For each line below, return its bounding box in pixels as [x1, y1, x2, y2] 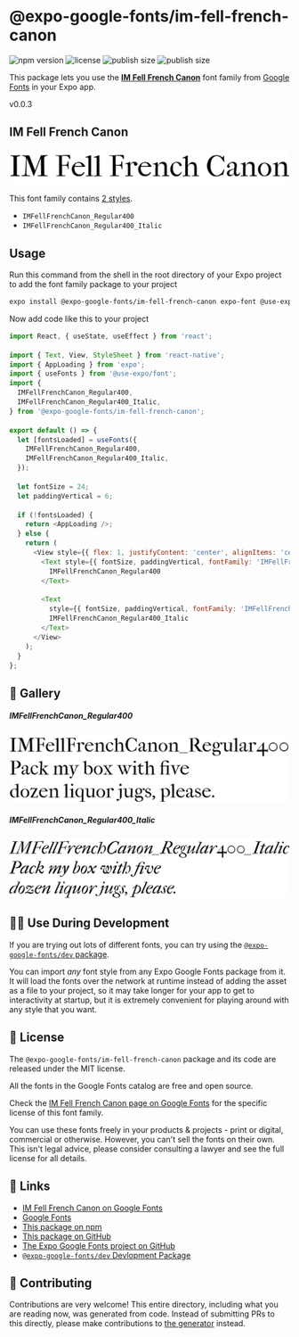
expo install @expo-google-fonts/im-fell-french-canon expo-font [9, 297, 256, 307]
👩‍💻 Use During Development [9, 916, 170, 931]
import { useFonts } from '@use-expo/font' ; [9, 369, 177, 378]
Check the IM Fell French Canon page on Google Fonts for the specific [9, 1097, 268, 1108]
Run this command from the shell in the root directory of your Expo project [9, 269, 282, 280]
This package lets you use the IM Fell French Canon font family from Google [9, 71, 290, 82]
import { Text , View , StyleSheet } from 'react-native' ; [9, 351, 225, 359]
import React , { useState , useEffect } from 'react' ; [9, 332, 214, 341]
